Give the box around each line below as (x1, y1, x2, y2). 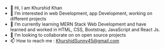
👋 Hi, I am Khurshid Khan (10, 5, 62, 11)
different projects (10, 16, 47, 21)
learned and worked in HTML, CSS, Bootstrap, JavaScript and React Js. (10, 27, 160, 33)
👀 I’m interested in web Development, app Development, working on (10, 10, 152, 16)
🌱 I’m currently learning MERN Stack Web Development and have (10, 21, 146, 27)
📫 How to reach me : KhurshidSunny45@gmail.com (10, 38, 119, 43)
